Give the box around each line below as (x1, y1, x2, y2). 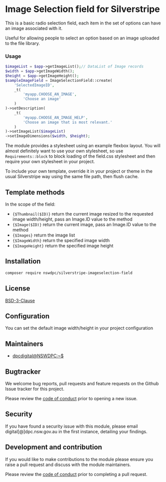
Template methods (5, 188, 65, 197)
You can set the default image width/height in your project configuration (5, 325, 154, 331)
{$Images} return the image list (12, 232, 75, 238)
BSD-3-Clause (5, 297, 35, 303)
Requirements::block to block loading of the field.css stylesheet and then (5, 153, 156, 159)
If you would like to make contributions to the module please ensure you (5, 456, 154, 462)
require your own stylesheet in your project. (5, 159, 95, 165)
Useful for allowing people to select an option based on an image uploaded (5, 35, 160, 41)
